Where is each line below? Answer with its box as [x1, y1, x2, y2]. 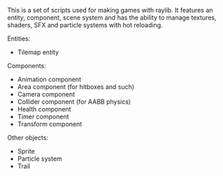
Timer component [17, 112, 69, 121]
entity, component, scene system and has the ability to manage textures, [7, 13, 217, 22]
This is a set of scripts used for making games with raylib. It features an [7, 6, 213, 14]
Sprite [17, 147, 35, 155]
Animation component [17, 75, 82, 83]
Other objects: [7, 133, 49, 142]
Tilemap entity [17, 48, 59, 56]
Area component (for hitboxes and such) [17, 83, 135, 90]
